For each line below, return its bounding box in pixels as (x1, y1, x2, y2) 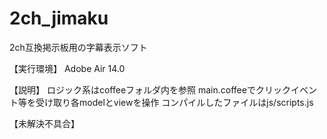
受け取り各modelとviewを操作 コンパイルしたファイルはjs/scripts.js (35, 96, 314, 108)
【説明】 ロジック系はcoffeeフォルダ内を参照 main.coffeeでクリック (9, 83, 291, 96)
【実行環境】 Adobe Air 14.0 (9, 62, 126, 74)
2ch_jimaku (9, 7, 109, 30)
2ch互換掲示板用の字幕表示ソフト (9, 41, 148, 53)
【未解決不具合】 (9, 117, 80, 129)
